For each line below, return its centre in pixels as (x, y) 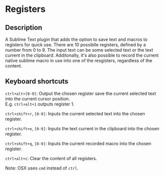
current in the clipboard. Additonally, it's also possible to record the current (82, 55)
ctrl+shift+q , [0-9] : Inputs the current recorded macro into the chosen (78, 143)
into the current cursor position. (38, 98)
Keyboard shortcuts (37, 81)
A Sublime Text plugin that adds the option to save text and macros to (76, 39)
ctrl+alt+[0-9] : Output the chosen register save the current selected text (81, 93)
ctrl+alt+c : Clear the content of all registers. (51, 158)
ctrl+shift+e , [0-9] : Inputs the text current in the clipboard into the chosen (82, 128)
